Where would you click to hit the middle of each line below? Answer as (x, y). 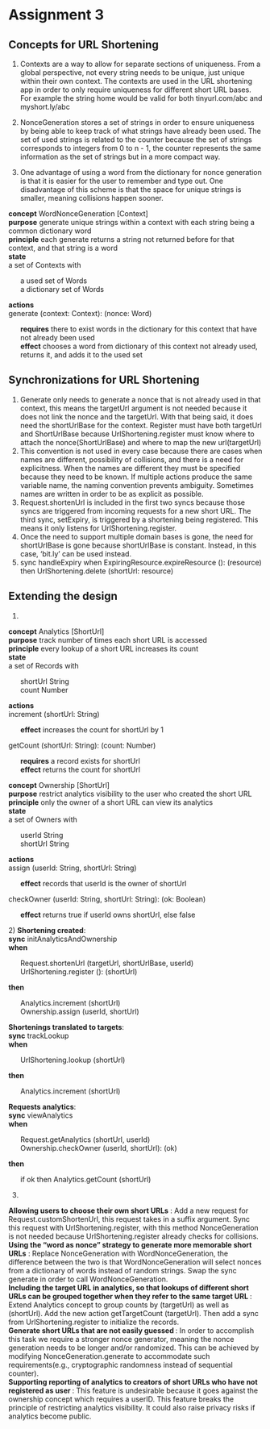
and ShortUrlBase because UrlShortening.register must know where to (137, 434)
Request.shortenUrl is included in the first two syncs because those (133, 502)
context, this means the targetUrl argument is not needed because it (133, 408)
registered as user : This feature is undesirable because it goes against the (133, 1390)
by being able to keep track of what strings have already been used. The (141, 131)
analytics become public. (50, 1416)
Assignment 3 (56, 15)
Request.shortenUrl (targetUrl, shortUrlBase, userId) (107, 963)
